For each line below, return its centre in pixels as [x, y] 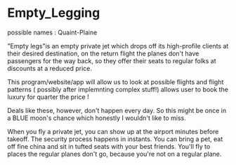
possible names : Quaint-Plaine [52, 32]
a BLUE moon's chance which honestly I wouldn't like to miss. [97, 118]
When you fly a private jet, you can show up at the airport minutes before [113, 131]
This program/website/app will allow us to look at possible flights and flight [116, 81]
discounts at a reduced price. [50, 68]
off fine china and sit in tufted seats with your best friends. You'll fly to [109, 146]
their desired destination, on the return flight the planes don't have [103, 53]
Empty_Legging [54, 13]
